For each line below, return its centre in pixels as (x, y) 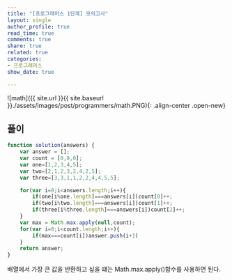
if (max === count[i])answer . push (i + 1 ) (85, 235)
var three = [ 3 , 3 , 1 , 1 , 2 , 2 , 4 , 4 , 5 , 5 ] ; (70, 178)
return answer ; (42, 249)
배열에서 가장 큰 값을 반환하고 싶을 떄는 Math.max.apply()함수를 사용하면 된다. (114, 270)
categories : (24, 59)
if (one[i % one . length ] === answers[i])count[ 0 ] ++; (102, 197)
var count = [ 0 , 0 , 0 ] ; (51, 158)
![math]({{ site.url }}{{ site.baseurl (56, 98)
